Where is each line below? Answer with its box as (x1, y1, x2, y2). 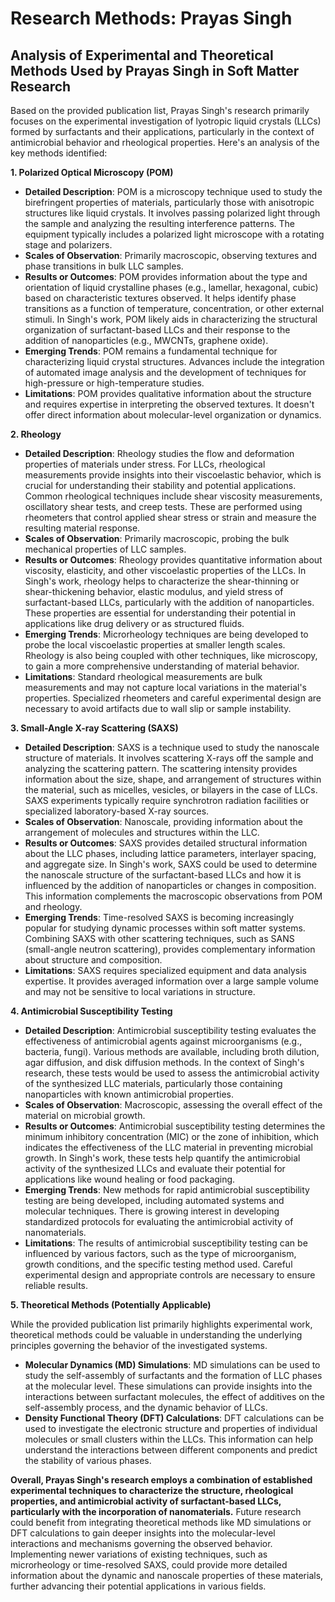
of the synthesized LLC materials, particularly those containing (24, 1078, 283, 1089)
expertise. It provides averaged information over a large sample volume (24, 975, 319, 987)
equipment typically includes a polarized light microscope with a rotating (24, 228, 325, 240)
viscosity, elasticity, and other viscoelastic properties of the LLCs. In (24, 565, 307, 576)
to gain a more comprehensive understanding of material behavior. (24, 660, 300, 672)
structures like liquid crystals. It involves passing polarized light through (24, 207, 321, 219)
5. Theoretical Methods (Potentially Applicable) (10, 1299, 212, 1311)
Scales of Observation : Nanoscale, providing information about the (24, 816, 303, 827)
